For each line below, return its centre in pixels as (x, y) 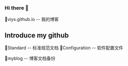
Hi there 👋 (17, 8)
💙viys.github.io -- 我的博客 (32, 19)
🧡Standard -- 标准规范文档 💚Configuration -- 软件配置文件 (64, 48)
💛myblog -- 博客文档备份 (30, 59)
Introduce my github (37, 35)
